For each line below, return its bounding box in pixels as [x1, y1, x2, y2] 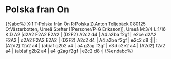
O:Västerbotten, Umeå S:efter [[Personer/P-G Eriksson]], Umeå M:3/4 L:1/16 [5, 26, 166, 32]
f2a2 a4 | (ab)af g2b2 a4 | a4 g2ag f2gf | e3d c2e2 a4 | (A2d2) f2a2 [21, 42, 165, 48]
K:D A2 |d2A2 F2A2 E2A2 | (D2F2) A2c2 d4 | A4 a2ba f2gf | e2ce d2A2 [5, 31, 157, 37]
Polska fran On [5, 4, 69, 15]
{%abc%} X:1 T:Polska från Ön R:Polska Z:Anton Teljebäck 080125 [5, 21, 146, 27]
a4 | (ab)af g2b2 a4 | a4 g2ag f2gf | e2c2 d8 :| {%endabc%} [5, 48, 134, 54]
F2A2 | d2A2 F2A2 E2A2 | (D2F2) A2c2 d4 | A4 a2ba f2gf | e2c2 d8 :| [5, 37, 153, 43]
